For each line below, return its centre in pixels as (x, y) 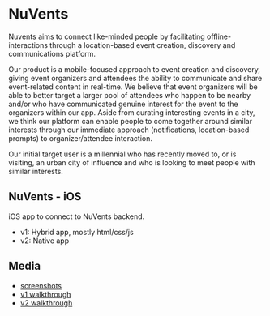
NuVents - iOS (45, 196)
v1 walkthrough (45, 294)
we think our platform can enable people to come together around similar (131, 121)
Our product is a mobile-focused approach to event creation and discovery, (135, 69)
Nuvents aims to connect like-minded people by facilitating (107, 36)
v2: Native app (45, 241)
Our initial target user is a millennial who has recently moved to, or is (122, 154)
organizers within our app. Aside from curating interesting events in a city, (132, 112)
